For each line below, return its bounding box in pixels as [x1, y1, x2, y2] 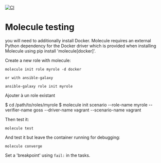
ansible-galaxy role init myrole [5, 84, 73, 89]
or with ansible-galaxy [5, 75, 54, 80]
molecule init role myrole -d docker [5, 67, 82, 72]
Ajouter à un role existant [5, 92, 55, 98]
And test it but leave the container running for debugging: [5, 134, 121, 140]
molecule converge [5, 144, 42, 148]
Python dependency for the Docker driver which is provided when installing [5, 43, 157, 49]
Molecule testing [5, 22, 74, 33]
